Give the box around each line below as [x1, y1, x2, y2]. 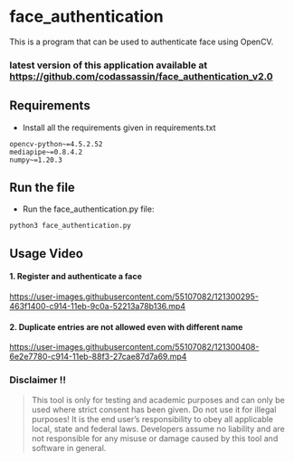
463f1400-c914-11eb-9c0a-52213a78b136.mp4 [9, 301, 186, 312]
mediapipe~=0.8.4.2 [9, 147, 83, 156]
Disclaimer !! [9, 373, 66, 386]
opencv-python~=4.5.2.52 [9, 139, 103, 148]
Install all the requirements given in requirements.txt [22, 122, 216, 133]
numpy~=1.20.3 [9, 156, 63, 165]
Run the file [9, 180, 75, 195]
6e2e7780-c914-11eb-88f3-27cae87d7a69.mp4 [9, 351, 187, 363]
